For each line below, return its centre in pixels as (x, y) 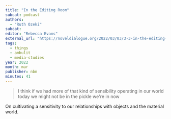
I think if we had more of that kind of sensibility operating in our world (91, 91)
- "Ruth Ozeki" (26, 24)
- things (19, 48)
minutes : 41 (18, 77)
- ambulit (20, 53)
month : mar (17, 67)
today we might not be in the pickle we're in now (68, 96)
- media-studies (27, 57)
